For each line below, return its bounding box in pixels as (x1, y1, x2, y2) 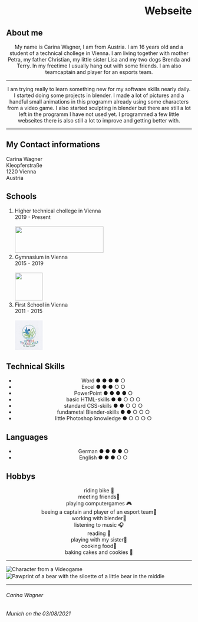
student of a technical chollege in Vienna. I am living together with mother (9, 50, 189, 57)
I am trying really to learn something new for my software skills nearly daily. (7, 86, 191, 92)
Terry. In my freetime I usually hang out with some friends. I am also (16, 62, 181, 69)
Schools (6, 191, 37, 202)
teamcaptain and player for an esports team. (45, 69, 153, 75)
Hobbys (6, 471, 36, 481)
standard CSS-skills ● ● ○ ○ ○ (64, 402, 143, 410)
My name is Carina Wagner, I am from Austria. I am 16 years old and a (14, 43, 184, 50)
